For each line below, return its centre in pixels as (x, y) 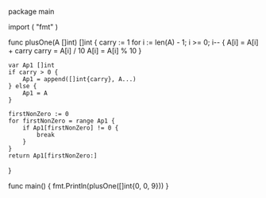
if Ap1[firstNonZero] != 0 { (71, 128)
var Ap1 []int (32, 65)
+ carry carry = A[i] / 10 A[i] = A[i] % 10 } (75, 50)
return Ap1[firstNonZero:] (53, 156)
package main (31, 12)
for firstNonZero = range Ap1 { (62, 121)
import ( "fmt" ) (33, 27)
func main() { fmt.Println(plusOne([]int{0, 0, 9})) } (89, 186)
